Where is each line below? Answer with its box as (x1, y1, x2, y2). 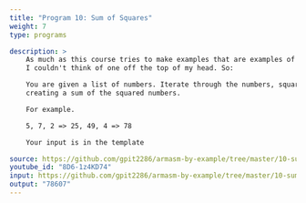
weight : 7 (9, 22, 47, 31)
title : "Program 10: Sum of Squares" (9, 13, 153, 23)
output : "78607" (9, 179, 71, 189)
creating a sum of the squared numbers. (25, 88, 181, 97)
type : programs (9, 30, 67, 39)
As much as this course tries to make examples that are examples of (25, 56, 296, 65)
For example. (25, 105, 76, 114)
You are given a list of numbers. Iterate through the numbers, (25, 80, 275, 89)
